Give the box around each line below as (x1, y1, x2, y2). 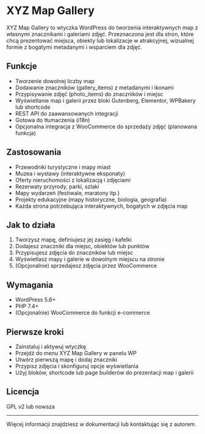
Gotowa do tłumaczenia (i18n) (15, 116, 90, 123)
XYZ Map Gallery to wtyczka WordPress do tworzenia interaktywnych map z (6, 24, 198, 31)
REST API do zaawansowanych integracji (15, 109, 118, 117)
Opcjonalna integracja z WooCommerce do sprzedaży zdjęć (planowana (15, 123, 197, 130)
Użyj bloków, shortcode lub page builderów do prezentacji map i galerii (15, 369, 194, 376)
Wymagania (6, 279, 54, 290)
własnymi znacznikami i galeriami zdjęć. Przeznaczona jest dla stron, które (6, 30, 194, 37)
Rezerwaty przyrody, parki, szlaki (15, 183, 99, 190)
